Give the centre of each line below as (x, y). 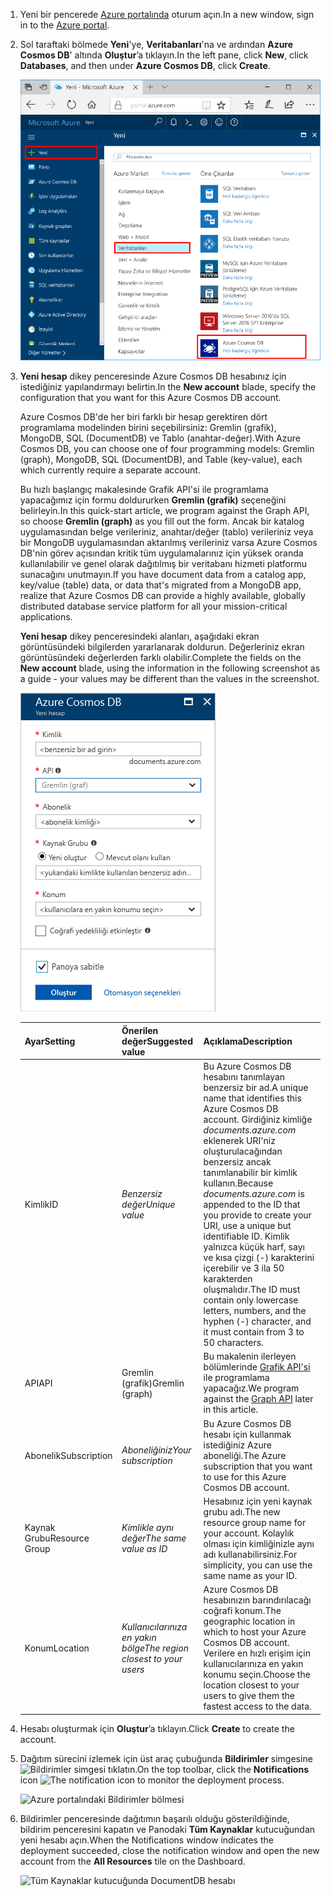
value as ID (144, 1549)
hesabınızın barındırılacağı (257, 1600)
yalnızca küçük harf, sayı (254, 1247)
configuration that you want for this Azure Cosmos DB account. (150, 398)
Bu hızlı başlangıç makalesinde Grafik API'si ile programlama (144, 490)
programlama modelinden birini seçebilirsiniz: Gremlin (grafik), (148, 428)
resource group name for (255, 1522)
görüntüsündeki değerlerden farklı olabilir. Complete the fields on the (160, 658)
